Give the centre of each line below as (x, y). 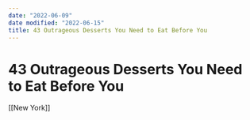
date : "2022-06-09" (40, 15)
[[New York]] (29, 108)
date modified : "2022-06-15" (56, 23)
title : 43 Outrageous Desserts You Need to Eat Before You (108, 30)
